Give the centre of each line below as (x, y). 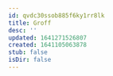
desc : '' (23, 30)
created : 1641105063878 (48, 45)
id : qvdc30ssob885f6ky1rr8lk (56, 15)
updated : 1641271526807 (48, 38)
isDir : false (30, 60)
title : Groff (30, 23)
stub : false (28, 52)
